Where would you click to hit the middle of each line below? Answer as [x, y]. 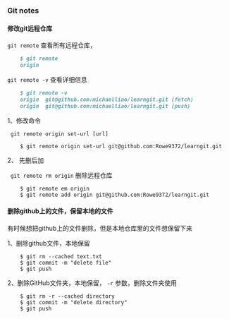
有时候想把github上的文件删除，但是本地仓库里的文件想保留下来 [100, 228]
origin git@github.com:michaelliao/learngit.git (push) [105, 106]
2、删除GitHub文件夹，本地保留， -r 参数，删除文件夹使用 [92, 283]
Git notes [23, 11]
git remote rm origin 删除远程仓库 [61, 175]
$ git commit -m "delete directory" [74, 302]
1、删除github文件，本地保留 [49, 243]
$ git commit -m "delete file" [66, 263]
